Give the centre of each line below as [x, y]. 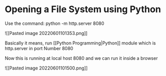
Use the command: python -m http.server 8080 [54, 23]
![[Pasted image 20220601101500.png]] [46, 68]
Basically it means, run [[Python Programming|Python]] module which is [80, 43]
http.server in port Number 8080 [39, 48]
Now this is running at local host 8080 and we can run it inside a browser [81, 58]
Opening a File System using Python [83, 9]
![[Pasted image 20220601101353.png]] [46, 33]
